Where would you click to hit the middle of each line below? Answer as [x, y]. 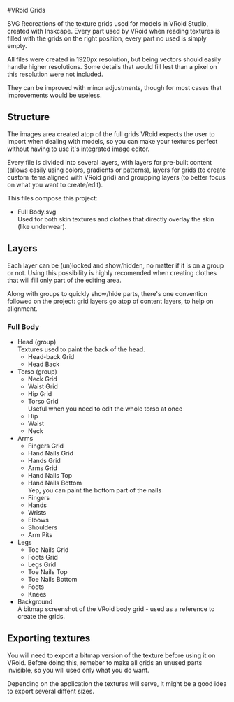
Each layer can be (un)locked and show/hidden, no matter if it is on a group [116, 265]
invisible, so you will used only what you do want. [78, 670]
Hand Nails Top [50, 475]
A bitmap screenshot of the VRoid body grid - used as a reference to [116, 609]
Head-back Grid [51, 356]
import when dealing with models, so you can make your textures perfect [112, 141]
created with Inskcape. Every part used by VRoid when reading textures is [114, 31]
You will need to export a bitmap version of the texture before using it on [111, 655]
